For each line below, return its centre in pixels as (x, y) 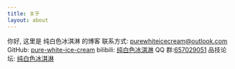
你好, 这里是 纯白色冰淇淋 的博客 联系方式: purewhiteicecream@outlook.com (117, 41)
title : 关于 (23, 14)
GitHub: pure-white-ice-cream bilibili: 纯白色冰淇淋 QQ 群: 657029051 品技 (114, 49)
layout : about (28, 20)
